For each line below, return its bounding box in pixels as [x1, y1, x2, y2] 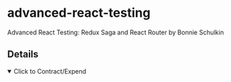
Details [7, 48, 38, 60]
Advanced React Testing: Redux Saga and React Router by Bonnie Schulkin [7, 28, 224, 36]
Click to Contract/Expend [13, 67, 87, 75]
